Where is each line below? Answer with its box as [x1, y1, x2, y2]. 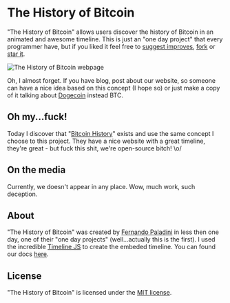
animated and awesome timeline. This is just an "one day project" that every [7, 35, 223, 43]
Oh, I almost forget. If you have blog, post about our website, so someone [7, 76, 216, 84]
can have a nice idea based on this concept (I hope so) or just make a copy [7, 84, 220, 92]
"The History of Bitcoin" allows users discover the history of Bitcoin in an [7, 28, 214, 36]
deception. [7, 190, 38, 198]
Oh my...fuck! [7, 111, 67, 123]
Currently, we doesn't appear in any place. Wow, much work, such [7, 182, 196, 190]
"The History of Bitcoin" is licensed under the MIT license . [7, 289, 172, 297]
